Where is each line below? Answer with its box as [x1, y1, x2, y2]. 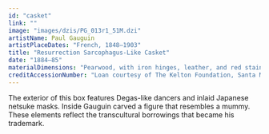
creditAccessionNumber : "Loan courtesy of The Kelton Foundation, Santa [8, 71, 256, 79]
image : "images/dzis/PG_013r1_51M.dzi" [8, 26, 142, 34]
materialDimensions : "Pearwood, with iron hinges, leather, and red [8, 64, 242, 72]
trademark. [8, 118, 45, 128]
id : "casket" [8, 11, 52, 20]
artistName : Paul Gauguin [8, 33, 94, 42]
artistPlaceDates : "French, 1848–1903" [8, 41, 142, 49]
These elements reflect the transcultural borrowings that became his [8, 109, 235, 120]
